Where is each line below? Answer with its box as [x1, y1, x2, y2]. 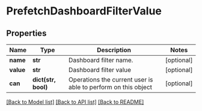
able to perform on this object [68, 83, 152, 91]
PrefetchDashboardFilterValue [6, 4, 162, 18]
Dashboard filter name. [68, 56, 133, 64]
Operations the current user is [68, 76, 153, 83]
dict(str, [32, 76, 56, 83]
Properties [6, 28, 47, 38]
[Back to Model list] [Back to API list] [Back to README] [6, 98, 144, 106]
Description [97, 46, 131, 54]
